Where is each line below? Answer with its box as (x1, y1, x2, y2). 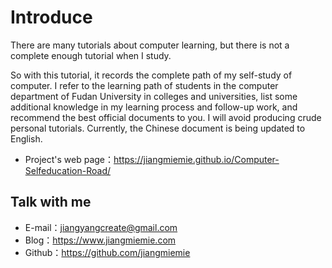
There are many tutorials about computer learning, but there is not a (10, 39, 290, 51)
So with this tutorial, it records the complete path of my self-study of (10, 69, 293, 81)
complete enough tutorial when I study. (10, 49, 172, 61)
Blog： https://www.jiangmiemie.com (24, 234, 177, 246)
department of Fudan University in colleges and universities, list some (10, 90, 298, 102)
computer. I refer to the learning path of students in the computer (10, 79, 279, 91)
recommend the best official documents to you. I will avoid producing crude (10, 111, 322, 123)
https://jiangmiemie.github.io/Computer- (113, 153, 280, 165)
